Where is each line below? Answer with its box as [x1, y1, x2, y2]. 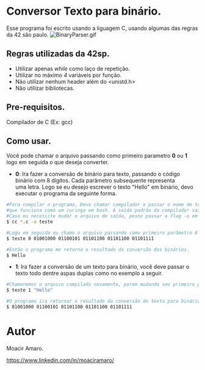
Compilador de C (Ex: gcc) [6, 118, 73, 126]
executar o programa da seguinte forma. [15, 190, 117, 197]
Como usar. [6, 136, 51, 146]
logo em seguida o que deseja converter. [6, 159, 109, 166]
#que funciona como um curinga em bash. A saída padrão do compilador [6, 208, 190, 214]
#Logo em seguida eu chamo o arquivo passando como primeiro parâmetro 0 [6, 230, 198, 236]
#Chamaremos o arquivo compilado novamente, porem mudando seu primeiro [6, 281, 195, 288]
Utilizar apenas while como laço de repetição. [15, 65, 130, 72]
